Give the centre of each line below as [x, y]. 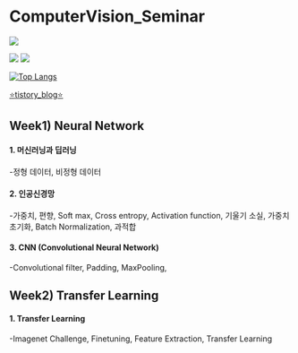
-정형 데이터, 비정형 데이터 [55, 171]
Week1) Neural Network [77, 126]
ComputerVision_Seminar [107, 17]
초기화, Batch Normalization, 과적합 [73, 227]
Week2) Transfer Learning [84, 296]
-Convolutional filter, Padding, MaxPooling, [88, 267]
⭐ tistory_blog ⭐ [36, 94]
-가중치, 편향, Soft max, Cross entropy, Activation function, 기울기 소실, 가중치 [149, 215]
